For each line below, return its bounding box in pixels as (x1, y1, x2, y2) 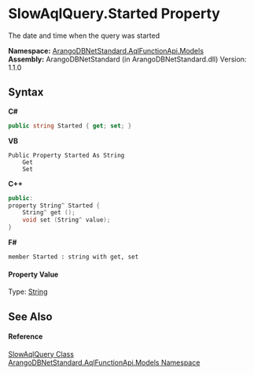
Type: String (8, 287, 48, 296)
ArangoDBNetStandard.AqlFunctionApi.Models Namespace (8, 358, 201, 367)
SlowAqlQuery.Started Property (8, 5, 220, 23)
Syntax (8, 86, 44, 99)
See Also (8, 310, 53, 323)
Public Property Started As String (8, 151, 125, 159)
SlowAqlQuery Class (8, 349, 75, 358)
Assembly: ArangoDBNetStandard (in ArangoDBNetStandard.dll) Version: (8, 54, 247, 64)
